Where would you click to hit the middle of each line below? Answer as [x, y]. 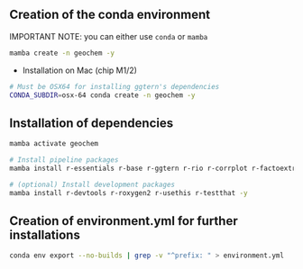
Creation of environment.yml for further [124, 221]
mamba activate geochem [54, 144]
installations [45, 235]
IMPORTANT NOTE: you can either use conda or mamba [109, 36]
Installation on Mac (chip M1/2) [80, 70]
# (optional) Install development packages [92, 184]
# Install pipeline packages [64, 160]
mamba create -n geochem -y [62, 53]
